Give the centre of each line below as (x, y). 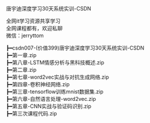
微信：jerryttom (25, 36)
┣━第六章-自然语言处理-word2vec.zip (51, 99)
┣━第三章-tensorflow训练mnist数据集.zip (55, 92)
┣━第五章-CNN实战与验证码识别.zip (49, 106)
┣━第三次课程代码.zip (32, 113)
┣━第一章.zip (21, 55)
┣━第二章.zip (21, 70)
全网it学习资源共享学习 (33, 21)
